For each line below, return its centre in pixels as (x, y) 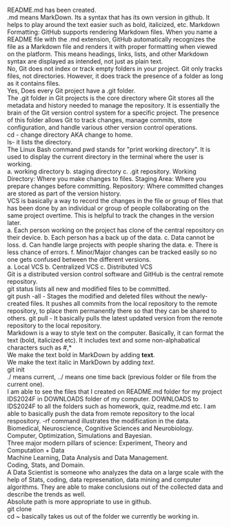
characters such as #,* (40, 347)
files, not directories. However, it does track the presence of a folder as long (115, 76)
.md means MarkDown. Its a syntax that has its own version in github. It (109, 17)
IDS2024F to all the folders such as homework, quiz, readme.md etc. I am (111, 406)
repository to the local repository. (54, 325)
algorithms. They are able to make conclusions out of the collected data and (115, 487)
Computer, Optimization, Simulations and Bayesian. (80, 435)
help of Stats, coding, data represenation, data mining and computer (104, 480)
